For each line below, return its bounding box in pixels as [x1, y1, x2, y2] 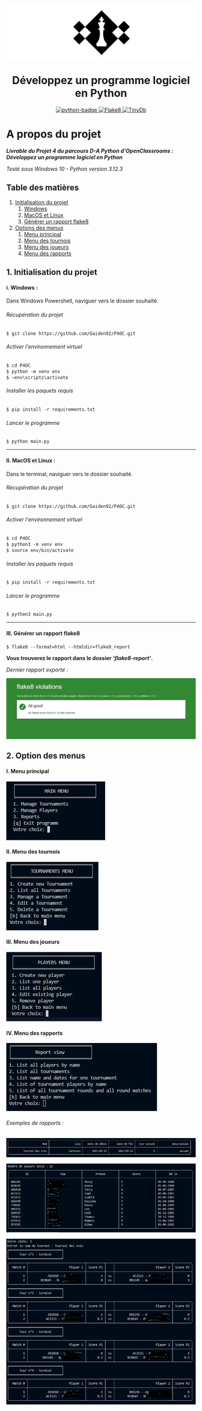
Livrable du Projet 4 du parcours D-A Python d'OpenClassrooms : [6, 147, 174, 155]
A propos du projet [6, 127, 101, 141]
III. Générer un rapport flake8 [6, 629, 80, 637]
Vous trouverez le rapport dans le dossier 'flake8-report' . [6, 654, 153, 661]
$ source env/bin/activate [6, 547, 74, 553]
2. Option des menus [6, 751, 86, 761]
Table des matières [6, 183, 79, 193]
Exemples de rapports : [6, 1119, 64, 1126]
